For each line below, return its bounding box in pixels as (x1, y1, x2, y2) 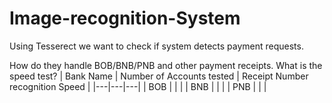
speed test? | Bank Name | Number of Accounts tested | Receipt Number (9, 70, 309, 82)
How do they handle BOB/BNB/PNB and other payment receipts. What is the (9, 59, 323, 71)
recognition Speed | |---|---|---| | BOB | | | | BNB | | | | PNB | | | (9, 80, 267, 92)
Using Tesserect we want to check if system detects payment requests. (9, 40, 304, 52)
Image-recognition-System (9, 7, 241, 30)
